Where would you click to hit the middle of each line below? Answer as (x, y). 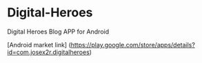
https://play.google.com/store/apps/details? (133, 45)
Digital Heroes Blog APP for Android (58, 32)
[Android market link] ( (39, 45)
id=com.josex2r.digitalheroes (48, 52)
